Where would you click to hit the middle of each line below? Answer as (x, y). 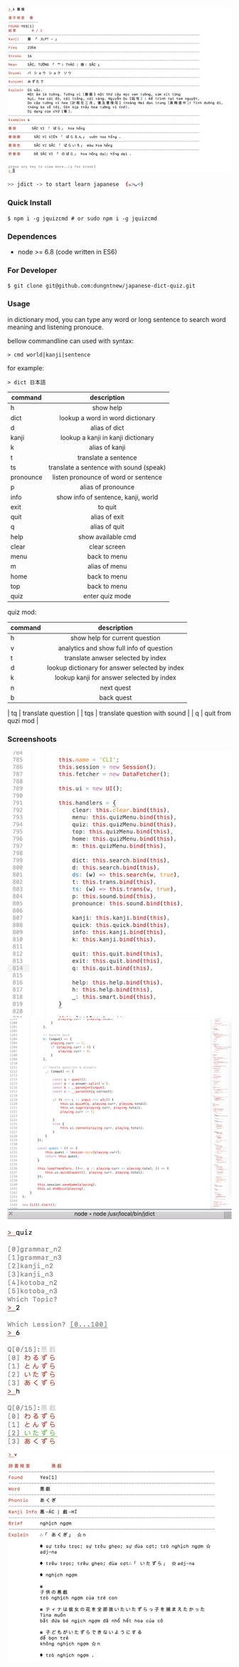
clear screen (107, 546)
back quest (116, 697)
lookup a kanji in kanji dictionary (107, 437)
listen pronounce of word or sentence (107, 477)
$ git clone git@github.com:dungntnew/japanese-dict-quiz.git (101, 286)
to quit (107, 507)
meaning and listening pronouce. (55, 327)
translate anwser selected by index (116, 658)
